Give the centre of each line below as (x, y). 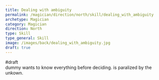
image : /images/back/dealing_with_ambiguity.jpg (58, 43)
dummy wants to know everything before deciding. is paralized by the (78, 67)
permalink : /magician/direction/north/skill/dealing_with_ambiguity (79, 15)
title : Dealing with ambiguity (38, 10)
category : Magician (26, 24)
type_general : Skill (27, 38)
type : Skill (18, 33)
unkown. (14, 73)
